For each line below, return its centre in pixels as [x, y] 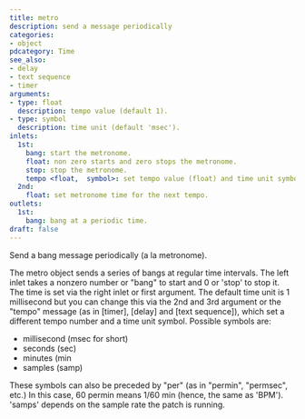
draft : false [34, 229]
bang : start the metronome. [79, 153]
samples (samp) [53, 367]
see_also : [28, 60]
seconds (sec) [49, 348]
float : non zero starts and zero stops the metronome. [132, 161]
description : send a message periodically [91, 26]
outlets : [26, 204]
